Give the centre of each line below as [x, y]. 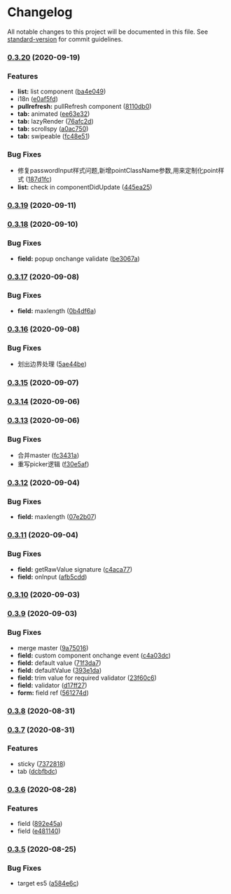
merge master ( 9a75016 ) [53, 648]
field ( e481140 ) [39, 831]
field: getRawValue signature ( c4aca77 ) [75, 569]
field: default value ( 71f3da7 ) [59, 663]
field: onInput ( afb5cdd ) [52, 577]
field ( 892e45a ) [40, 824]
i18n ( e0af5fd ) [37, 99]
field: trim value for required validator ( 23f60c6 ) [87, 678]
